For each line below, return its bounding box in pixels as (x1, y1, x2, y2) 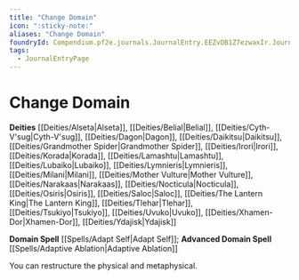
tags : (9, 46, 29, 55)
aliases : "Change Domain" (9, 29, 105, 38)
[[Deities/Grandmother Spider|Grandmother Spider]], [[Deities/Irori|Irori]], (9, 140, 279, 151)
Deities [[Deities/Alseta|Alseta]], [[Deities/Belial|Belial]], (9, 122, 214, 132)
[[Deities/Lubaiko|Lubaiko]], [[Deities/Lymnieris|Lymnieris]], (9, 159, 229, 170)
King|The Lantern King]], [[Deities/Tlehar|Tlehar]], (9, 197, 193, 208)
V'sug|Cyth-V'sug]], (9, 131, 84, 142)
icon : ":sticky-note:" (9, 21, 93, 30)
